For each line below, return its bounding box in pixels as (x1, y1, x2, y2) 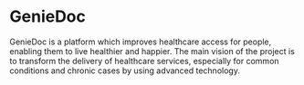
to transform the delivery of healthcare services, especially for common (9, 55, 280, 66)
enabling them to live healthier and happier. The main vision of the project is (9, 45, 295, 56)
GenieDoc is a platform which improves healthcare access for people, (9, 36, 272, 47)
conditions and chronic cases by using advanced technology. (9, 65, 240, 76)
